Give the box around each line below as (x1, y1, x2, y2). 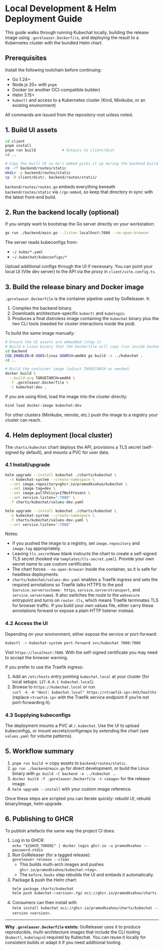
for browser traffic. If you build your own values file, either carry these (12, 603, 154, 608)
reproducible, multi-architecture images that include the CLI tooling (5, 929, 140, 935)
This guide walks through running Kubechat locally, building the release (5, 29, 149, 35)
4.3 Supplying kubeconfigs (5, 711, 71, 718)
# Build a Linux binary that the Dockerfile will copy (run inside (5, 344, 145, 349)
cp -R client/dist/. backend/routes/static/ (5, 175, 97, 180)
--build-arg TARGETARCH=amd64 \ (9, 376, 76, 381)
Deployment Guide (5, 13, 82, 24)
